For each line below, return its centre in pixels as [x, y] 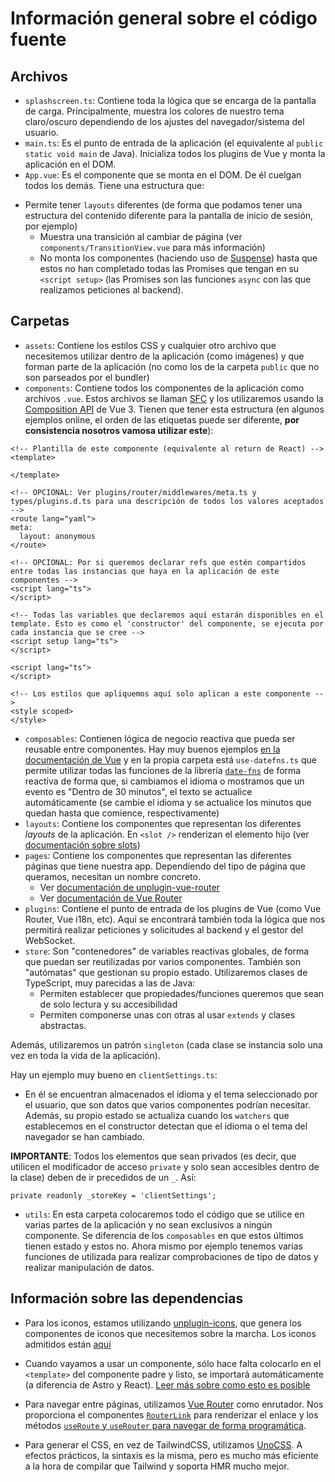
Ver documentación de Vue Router [111, 898]
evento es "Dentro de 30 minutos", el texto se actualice [138, 791]
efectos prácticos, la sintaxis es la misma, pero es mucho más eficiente [171, 1455]
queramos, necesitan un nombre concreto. [112, 876]
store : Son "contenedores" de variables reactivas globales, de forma [167, 951]
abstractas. [63, 1025]
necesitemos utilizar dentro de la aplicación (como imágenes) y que [164, 356]
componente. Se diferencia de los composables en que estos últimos [164, 1235]
